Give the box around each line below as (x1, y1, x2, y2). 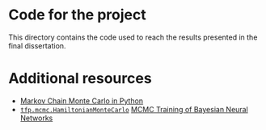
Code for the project (8, 6, 147, 24)
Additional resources (8, 69, 152, 88)
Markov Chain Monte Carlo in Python (19, 95, 144, 106)
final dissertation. (8, 40, 66, 50)
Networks (19, 113, 53, 123)
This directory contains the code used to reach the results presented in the (8, 32, 258, 42)
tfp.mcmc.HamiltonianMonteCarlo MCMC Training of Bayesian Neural (19, 104, 248, 114)
